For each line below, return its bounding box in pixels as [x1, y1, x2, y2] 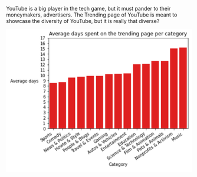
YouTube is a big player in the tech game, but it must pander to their [6, 5, 171, 12]
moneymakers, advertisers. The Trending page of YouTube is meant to [6, 11, 178, 18]
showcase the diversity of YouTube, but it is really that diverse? [6, 18, 160, 24]
